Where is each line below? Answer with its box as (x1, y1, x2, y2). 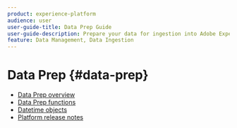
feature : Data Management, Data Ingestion (7, 37, 134, 44)
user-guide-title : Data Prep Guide (7, 23, 112, 30)
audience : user (7, 17, 52, 24)
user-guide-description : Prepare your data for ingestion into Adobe (7, 30, 217, 37)
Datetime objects (17, 105, 68, 114)
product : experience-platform (7, 10, 97, 18)
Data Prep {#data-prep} (7, 67, 149, 83)
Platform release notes (17, 113, 83, 122)
